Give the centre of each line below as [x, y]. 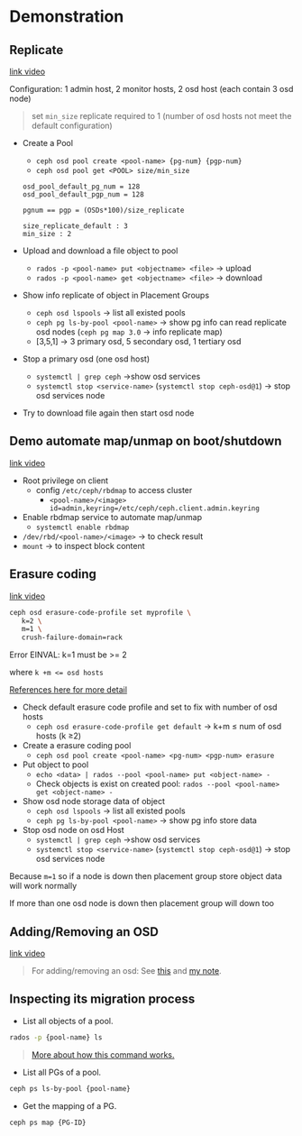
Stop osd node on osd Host [73, 830]
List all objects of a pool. [68, 1021]
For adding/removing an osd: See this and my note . [127, 970]
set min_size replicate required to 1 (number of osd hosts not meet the [161, 116]
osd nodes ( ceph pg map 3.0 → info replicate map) [129, 332]
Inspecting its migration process [102, 999]
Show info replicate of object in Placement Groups [116, 295]
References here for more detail [69, 690]
